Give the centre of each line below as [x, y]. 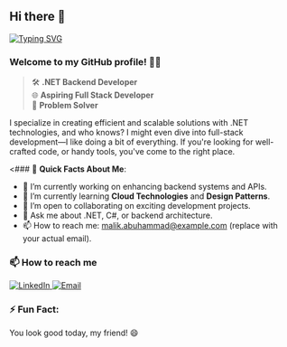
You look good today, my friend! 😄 [74, 333]
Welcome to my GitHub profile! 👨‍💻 [85, 61]
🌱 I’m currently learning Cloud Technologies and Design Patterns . [146, 196]
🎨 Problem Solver [65, 106]
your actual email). [57, 239]
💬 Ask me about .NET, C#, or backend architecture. [117, 216]
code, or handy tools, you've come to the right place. [136, 152]
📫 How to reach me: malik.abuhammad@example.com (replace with [150, 226]
